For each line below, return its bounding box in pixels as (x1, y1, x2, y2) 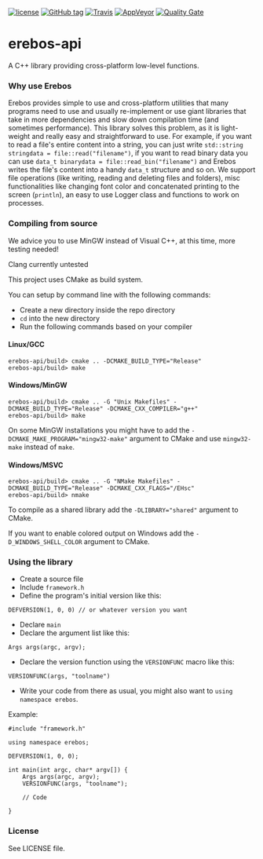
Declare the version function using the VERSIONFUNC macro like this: (19, 657, 236, 667)
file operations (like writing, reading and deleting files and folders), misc (8, 174, 241, 183)
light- (221, 123, 239, 133)
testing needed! (8, 244, 59, 254)
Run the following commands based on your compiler (19, 322, 193, 331)
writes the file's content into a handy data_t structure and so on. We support (8, 165, 256, 174)
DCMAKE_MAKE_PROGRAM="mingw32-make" (8, 435, 128, 443)
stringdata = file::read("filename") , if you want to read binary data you (8, 148, 249, 158)
